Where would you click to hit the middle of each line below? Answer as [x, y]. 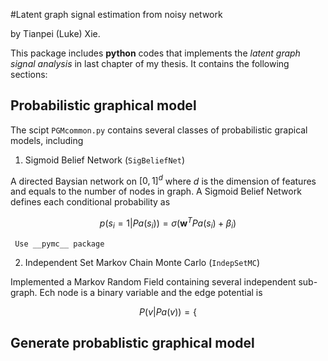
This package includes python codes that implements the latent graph [155, 53]
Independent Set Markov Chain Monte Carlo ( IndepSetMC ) [142, 262]
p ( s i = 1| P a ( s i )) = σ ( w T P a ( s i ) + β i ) [168, 223]
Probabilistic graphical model [103, 105]
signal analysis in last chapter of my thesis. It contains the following [150, 63]
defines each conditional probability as [90, 202]
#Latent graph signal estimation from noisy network [116, 14]
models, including [47, 140]
